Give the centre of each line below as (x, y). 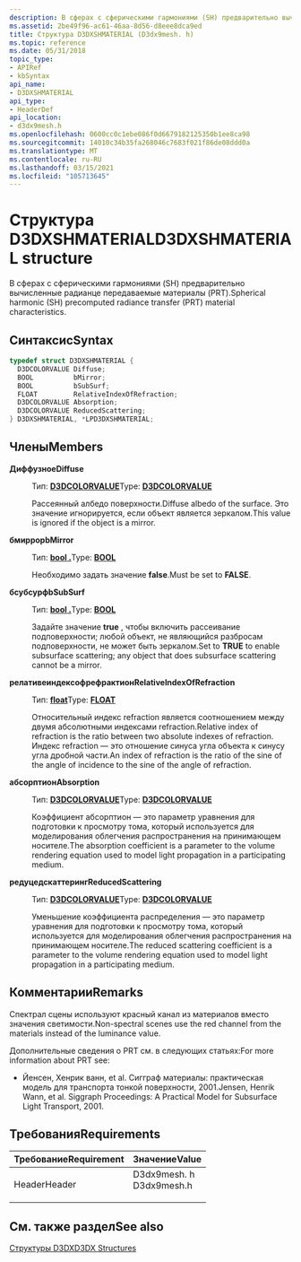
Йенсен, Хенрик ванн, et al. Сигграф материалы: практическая (143, 1077)
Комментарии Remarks (77, 992)
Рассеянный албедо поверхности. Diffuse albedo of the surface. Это (160, 503)
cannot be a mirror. (67, 665)
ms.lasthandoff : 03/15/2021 (62, 168)
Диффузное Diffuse (47, 468)
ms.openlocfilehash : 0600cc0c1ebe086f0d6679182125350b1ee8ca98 (130, 135)
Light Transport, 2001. (63, 1106)
